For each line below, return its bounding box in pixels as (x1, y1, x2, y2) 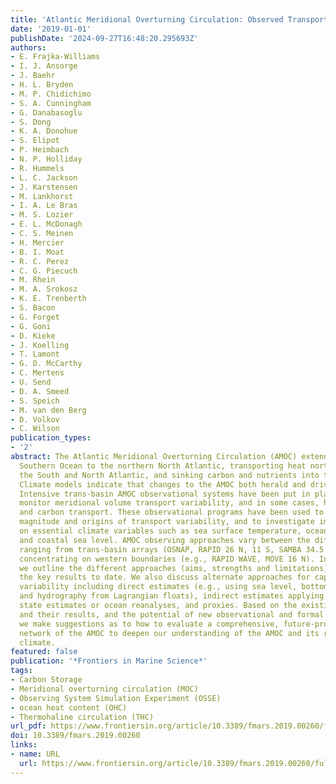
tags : (10, 666, 33, 676)
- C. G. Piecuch (10, 266, 78, 276)
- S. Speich (10, 396, 60, 406)
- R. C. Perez (10, 256, 70, 266)
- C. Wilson (10, 424, 60, 434)
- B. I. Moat (10, 247, 65, 257)
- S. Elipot (10, 136, 60, 146)
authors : (10, 42, 47, 53)
